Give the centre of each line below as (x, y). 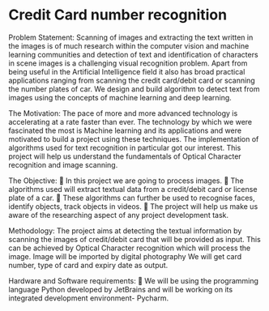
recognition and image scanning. (63, 164)
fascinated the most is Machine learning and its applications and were (125, 130)
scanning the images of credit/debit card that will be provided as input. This (134, 239)
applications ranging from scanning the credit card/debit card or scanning (132, 80)
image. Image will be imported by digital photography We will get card (125, 256)
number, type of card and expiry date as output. (88, 265)
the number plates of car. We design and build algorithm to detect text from (134, 89)
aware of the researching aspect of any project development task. (119, 215)
